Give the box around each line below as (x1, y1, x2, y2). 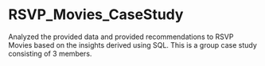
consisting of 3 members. (8, 49, 92, 58)
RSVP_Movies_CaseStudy (8, 6, 184, 24)
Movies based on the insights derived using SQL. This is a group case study (8, 40, 257, 49)
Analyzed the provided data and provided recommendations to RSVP (8, 32, 234, 41)
